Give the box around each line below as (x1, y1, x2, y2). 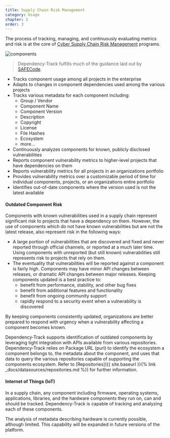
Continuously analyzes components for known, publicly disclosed (12, 146, 150, 153)
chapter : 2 (5, 17, 28, 22)
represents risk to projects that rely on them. (12, 255, 106, 261)
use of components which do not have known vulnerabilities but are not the (5, 224, 163, 230)
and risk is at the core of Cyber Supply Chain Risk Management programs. (5, 41, 161, 47)
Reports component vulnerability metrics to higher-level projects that (12, 157, 157, 163)
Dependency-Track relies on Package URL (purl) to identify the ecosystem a (5, 345, 164, 351)
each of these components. (5, 406, 63, 412)
